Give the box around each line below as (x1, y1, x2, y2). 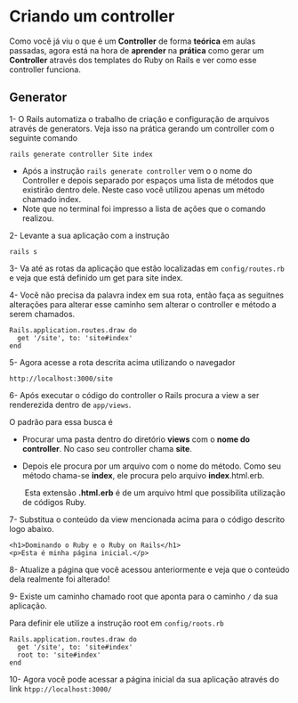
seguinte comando (9, 132, 78, 143)
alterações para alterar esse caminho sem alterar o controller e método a (9, 298, 278, 309)
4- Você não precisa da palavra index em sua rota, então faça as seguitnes (9, 290, 285, 300)
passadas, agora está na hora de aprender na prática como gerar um (9, 45, 265, 55)
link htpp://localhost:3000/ (9, 683, 113, 694)
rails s (9, 247, 38, 256)
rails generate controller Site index (9, 150, 153, 159)
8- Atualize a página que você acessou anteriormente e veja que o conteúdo (9, 564, 290, 575)
